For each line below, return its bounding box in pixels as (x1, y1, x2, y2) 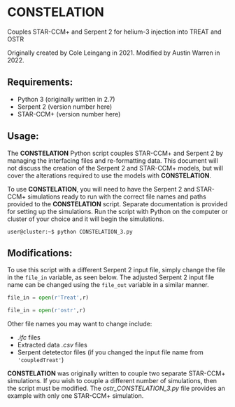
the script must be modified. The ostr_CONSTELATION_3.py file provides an (7, 384, 225, 393)
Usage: (7, 131, 40, 142)
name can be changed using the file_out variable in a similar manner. (7, 281, 210, 289)
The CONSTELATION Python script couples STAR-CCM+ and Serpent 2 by (7, 149, 224, 157)
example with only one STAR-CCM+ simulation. (7, 392, 144, 400)
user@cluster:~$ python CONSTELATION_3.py (7, 228, 133, 235)
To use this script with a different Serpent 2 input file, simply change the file (7, 266, 226, 274)
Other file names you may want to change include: (7, 320, 152, 328)
